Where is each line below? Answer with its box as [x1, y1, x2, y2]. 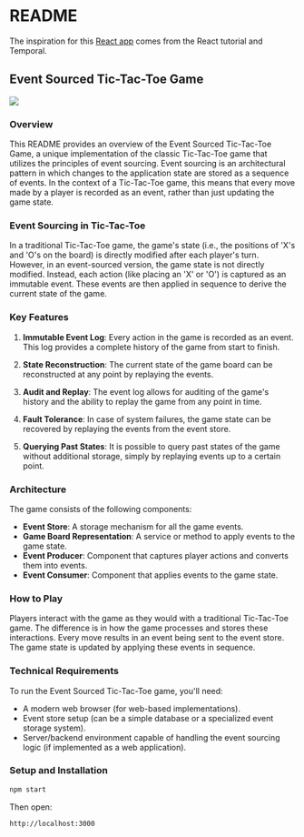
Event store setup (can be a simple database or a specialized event [22, 712, 274, 723]
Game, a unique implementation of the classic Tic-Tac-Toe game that [9, 148, 268, 159]
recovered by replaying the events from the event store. [22, 423, 231, 434]
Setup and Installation [9, 764, 109, 777]
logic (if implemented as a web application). [22, 741, 187, 752]
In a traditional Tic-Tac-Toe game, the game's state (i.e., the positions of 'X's [9, 240, 296, 251]
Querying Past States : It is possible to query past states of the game [22, 440, 280, 451]
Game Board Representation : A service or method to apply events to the [22, 530, 296, 541]
